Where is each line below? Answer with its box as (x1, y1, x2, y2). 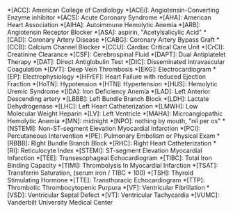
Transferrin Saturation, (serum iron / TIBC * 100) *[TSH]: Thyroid (7, 168, 193, 177)
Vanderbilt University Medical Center (7, 198, 113, 206)
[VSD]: (7, 191, 26, 199)
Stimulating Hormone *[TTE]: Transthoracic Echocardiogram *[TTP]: (7, 176, 205, 184)
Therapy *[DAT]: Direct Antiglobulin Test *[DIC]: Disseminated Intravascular (7, 58, 225, 65)
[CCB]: (7, 43, 26, 51)
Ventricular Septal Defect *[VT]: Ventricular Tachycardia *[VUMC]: (27, 191, 220, 199)
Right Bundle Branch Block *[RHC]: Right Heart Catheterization (31, 139, 212, 147)
